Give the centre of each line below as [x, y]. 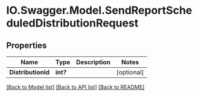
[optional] [130, 72]
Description [93, 62]
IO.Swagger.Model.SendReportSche [99, 10]
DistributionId [30, 72]
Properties [27, 45]
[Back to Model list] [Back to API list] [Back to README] [75, 87]
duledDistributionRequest [72, 23]
